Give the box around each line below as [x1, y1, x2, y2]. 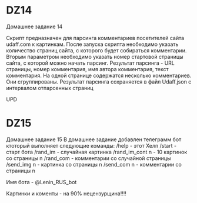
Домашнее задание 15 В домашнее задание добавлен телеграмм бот [6, 136, 182, 143]
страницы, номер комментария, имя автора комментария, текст [6, 65, 169, 72]
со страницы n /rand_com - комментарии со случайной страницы [6, 154, 172, 162]
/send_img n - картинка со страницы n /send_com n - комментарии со [6, 161, 182, 168]
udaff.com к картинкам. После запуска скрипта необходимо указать [6, 41, 179, 48]
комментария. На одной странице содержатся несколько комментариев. [6, 72, 192, 79]
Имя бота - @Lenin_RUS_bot [6, 178, 77, 185]
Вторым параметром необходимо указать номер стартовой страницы [6, 53, 183, 60]
